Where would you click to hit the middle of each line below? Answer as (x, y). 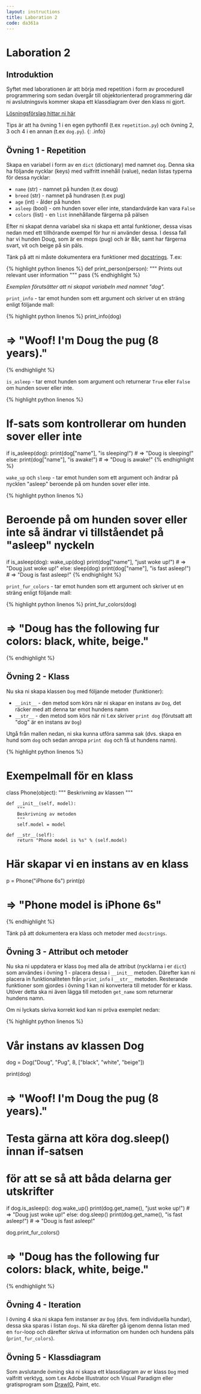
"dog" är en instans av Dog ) (48, 722)
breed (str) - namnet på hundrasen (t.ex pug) (70, 196)
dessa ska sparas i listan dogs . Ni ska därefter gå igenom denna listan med (98, 1326)
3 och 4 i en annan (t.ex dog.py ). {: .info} (56, 131)
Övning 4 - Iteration (43, 1305)
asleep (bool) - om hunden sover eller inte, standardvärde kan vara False (105, 208)
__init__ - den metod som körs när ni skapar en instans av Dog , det (98, 703)
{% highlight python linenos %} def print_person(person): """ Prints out (94, 269)
